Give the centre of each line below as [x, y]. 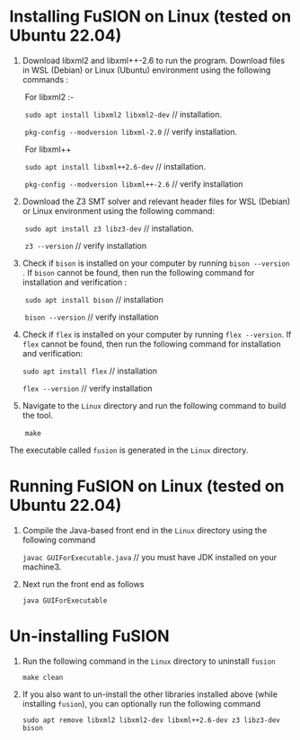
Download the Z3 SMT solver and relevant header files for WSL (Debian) [156, 201]
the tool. [38, 415]
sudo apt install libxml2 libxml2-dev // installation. [124, 114]
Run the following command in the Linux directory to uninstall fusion [149, 661]
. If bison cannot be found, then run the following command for [138, 272]
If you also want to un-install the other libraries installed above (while [150, 694]
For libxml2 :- [49, 97]
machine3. [42, 567]
